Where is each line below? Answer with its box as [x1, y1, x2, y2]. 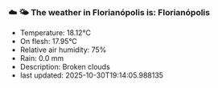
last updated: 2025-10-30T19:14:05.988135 [19, 70, 163, 80]
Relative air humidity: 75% [19, 45, 107, 54]
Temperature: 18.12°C [19, 28, 91, 38]
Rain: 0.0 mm [19, 54, 64, 63]
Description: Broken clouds [19, 62, 110, 72]
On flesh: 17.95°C [19, 37, 78, 46]
